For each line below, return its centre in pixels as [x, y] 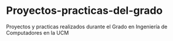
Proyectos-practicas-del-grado [84, 11]
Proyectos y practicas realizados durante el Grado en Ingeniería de [87, 27]
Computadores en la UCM [38, 32]
